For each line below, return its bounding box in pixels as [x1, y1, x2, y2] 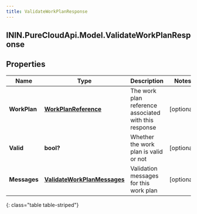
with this [130, 116, 154, 124]
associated [130, 108, 161, 117]
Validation [130, 164, 158, 172]
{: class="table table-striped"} [6, 201, 79, 208]
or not [130, 155, 147, 163]
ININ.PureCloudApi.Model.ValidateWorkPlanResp [6, 30, 191, 40]
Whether [130, 133, 154, 141]
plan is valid [130, 147, 163, 155]
